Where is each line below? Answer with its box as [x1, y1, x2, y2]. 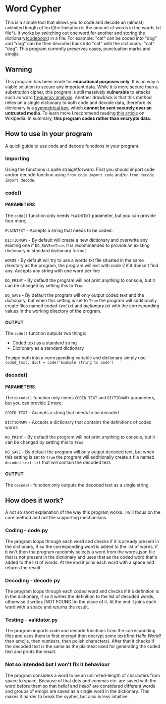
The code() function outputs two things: [5, 330, 87, 336]
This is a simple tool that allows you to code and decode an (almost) [5, 19, 144, 25]
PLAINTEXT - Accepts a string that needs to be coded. [5, 227, 113, 233]
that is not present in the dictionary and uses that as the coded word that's [5, 554, 158, 560]
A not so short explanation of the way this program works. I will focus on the [5, 509, 161, 515]
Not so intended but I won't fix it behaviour [5, 661, 110, 668]
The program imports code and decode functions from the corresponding [5, 628, 156, 634]
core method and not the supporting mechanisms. [5, 515, 108, 521]
